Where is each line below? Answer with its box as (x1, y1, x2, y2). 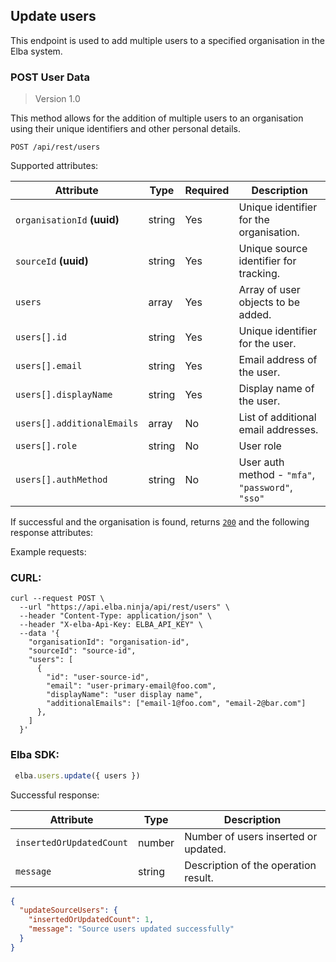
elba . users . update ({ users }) (14, 770, 141, 781)
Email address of (238, 353, 318, 367)
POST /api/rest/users (10, 142, 101, 153)
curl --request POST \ (10, 594, 105, 604)
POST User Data (10, 70, 90, 84)
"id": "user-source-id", (46, 672, 150, 683)
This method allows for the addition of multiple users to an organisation (10, 112, 304, 124)
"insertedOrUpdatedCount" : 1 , (28, 915, 155, 925)
